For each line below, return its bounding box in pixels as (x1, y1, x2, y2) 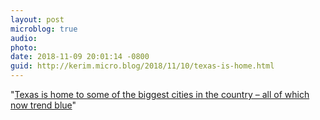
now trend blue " (10, 99, 77, 111)
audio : (10, 33, 38, 43)
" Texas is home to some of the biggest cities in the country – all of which (10, 89, 310, 100)
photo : (10, 42, 38, 53)
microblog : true (10, 24, 78, 34)
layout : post (10, 14, 65, 25)
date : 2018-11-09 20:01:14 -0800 (10, 52, 150, 62)
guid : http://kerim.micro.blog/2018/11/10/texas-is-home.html (10, 61, 275, 71)
